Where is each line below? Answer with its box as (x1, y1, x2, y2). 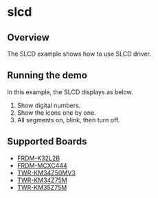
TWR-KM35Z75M (16, 183, 67, 191)
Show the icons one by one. (16, 108, 96, 117)
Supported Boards (7, 135, 87, 148)
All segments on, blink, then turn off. (16, 115, 120, 124)
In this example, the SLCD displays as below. (7, 87, 134, 96)
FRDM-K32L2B (16, 154, 60, 162)
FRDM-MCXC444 (16, 161, 67, 169)
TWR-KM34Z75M (16, 176, 67, 184)
